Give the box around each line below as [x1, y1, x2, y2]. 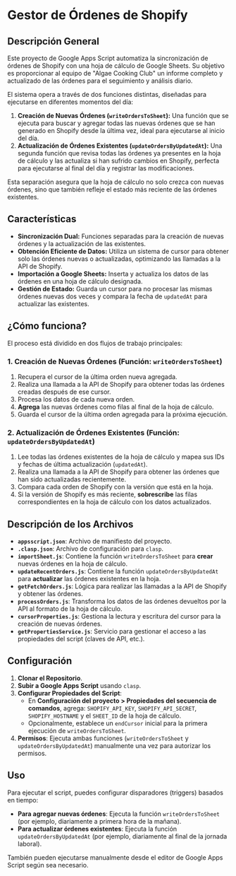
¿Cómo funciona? [7, 320, 87, 332]
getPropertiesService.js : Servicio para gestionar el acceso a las [17, 627, 206, 636]
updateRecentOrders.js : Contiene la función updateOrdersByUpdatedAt [17, 567, 219, 576]
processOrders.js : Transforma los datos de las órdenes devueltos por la [17, 597, 227, 606]
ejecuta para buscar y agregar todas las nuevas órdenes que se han [17, 119, 216, 127]
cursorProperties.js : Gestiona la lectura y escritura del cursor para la [17, 612, 221, 621]
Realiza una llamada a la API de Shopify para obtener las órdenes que [17, 467, 220, 477]
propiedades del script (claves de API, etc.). [17, 635, 145, 643]
